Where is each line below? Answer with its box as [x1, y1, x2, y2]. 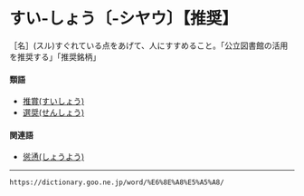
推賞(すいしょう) [22, 96, 85, 107]
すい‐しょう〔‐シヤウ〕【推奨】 [9, 8, 238, 29]
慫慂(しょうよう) [22, 152, 85, 162]
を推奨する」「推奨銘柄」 [9, 51, 101, 62]
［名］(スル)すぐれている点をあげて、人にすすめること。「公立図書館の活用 [9, 40, 289, 51]
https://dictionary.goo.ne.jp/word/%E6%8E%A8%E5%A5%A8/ [9, 178, 224, 187]
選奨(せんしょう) [22, 107, 85, 118]
